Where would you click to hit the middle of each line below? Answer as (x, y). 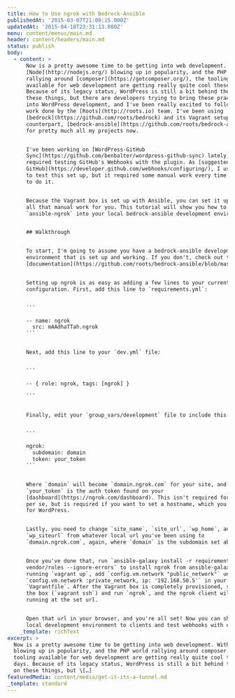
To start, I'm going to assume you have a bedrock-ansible (113, 251)
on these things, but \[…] (53, 671)
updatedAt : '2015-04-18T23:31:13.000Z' (65, 27)
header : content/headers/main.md (56, 40)
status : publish (31, 46)
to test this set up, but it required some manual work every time (126, 175)
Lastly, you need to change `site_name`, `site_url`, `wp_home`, (123, 529)
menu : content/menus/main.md (50, 33)
